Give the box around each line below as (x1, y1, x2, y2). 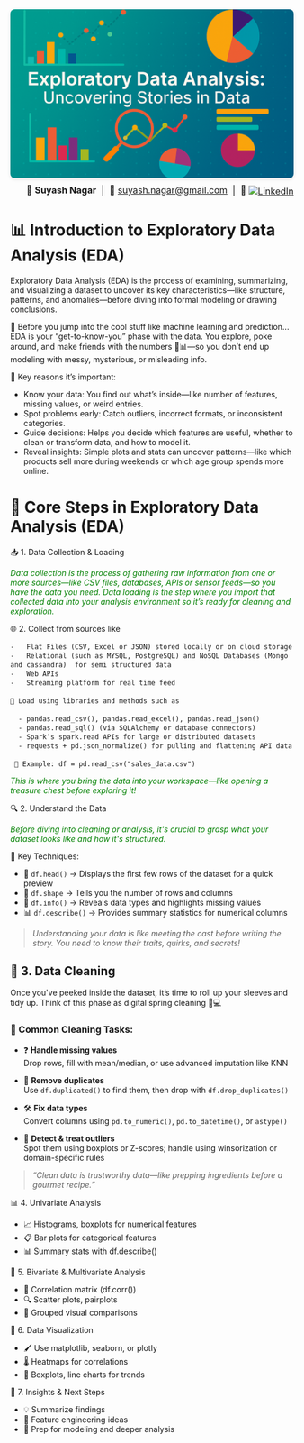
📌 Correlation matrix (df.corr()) (22, 1283, 137, 1294)
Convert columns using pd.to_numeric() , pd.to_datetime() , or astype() (22, 1115, 288, 1126)
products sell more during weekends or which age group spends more (22, 455, 284, 467)
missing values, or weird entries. (22, 398, 144, 409)
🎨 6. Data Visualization (10, 1324, 94, 1335)
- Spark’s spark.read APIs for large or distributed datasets (18, 732, 256, 742)
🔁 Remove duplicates (22, 1074, 104, 1085)
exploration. (10, 606, 55, 616)
